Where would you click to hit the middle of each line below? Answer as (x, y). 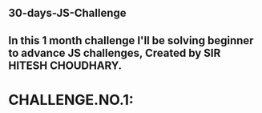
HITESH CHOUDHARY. (65, 65)
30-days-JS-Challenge (67, 13)
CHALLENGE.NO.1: (71, 100)
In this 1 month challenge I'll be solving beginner (131, 40)
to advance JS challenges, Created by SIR (115, 52)
